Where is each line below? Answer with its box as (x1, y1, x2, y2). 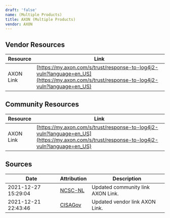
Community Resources (5, 100, 79, 109)
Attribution (60, 175, 87, 182)
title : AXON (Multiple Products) (5, 17, 76, 22)
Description (112, 175, 142, 182)
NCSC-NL (60, 187, 85, 194)
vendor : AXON (5, 21, 33, 27)
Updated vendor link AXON (92, 198, 156, 205)
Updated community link (92, 184, 150, 191)
